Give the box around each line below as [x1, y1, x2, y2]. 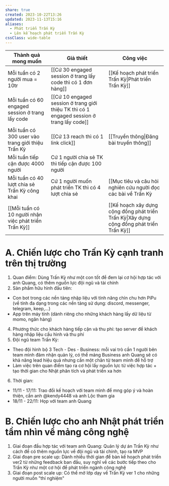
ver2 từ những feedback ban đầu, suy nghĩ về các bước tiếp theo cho [12, 459, 156, 465]
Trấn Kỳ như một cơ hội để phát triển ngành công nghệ [12, 464, 127, 470]
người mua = [8, 76, 38, 83]
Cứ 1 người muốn [51, 177, 92, 184]
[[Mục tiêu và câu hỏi [108, 177, 159, 184]
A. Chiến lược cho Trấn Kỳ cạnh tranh [5, 247, 163, 258]
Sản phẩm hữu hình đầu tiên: [12, 285, 72, 291]
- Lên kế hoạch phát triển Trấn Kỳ [10, 31, 84, 36]
